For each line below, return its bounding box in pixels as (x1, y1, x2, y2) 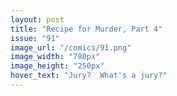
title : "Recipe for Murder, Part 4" (10, 24, 163, 34)
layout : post (10, 14, 65, 25)
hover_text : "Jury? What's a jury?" (10, 71, 168, 81)
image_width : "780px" (10, 52, 101, 62)
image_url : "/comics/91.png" (10, 42, 132, 53)
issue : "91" (10, 33, 60, 43)
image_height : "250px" (10, 61, 105, 71)
